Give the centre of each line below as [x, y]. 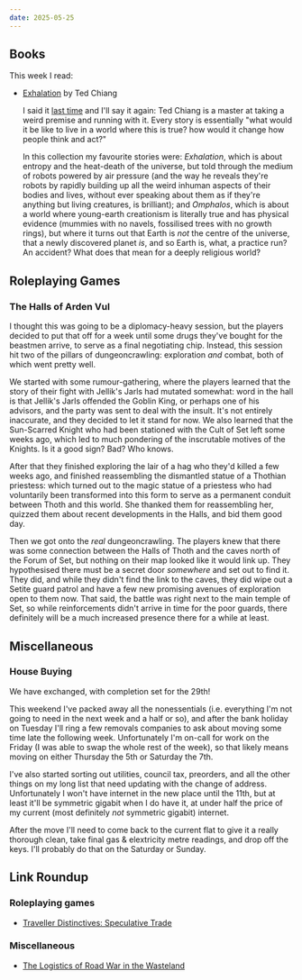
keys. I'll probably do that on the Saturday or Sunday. [108, 848]
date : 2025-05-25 [42, 18]
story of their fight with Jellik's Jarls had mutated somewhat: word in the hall [151, 392]
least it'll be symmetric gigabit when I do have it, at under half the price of [146, 803]
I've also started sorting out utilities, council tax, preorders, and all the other [150, 774]
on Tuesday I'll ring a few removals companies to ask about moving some [146, 728]
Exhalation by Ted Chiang [70, 93]
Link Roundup [49, 878]
